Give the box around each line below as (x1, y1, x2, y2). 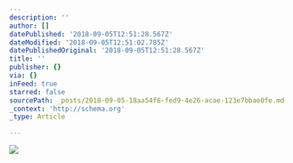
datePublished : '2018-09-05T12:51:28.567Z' (9, 29, 174, 38)
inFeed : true (9, 79, 58, 88)
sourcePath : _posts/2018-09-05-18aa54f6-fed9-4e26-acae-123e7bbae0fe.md (9, 95, 285, 105)
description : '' (9, 12, 69, 22)
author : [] (9, 21, 50, 30)
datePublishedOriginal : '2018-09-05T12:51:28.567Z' (9, 46, 205, 55)
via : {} (9, 71, 38, 80)
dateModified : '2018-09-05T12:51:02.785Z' (9, 37, 169, 47)
